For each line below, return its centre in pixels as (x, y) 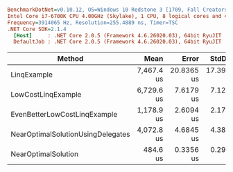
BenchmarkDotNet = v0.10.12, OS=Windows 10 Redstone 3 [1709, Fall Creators (118, 10)
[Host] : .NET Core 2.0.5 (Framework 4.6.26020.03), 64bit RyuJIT (118, 35)
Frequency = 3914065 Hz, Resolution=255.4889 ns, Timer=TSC (93, 22)
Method (70, 59)
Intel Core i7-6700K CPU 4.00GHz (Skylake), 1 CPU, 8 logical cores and (114, 16)
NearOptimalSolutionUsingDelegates (70, 134)
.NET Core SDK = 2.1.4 (37, 29)
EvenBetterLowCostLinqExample (64, 115)
